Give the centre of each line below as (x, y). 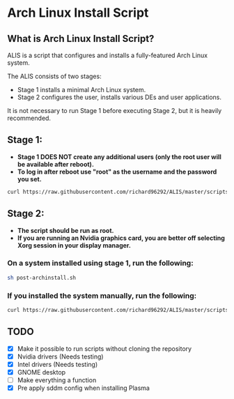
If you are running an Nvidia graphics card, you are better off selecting (121, 238)
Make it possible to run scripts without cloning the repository (104, 348)
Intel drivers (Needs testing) (57, 364)
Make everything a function (57, 380)
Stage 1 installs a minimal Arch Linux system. (81, 90)
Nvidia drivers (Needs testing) (60, 356)
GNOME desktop (41, 372)
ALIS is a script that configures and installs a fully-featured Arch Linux (107, 55)
